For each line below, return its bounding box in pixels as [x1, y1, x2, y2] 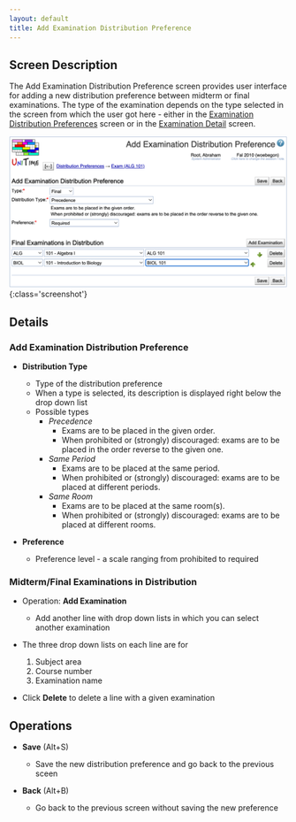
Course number [34, 666, 93, 677]
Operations [9, 718, 72, 734]
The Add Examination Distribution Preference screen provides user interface [9, 81, 287, 92]
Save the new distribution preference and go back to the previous [34, 759, 275, 770]
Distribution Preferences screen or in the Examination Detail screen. [9, 119, 256, 129]
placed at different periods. [61, 482, 161, 493]
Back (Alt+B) [21, 786, 69, 796]
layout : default [9, 14, 69, 23]
